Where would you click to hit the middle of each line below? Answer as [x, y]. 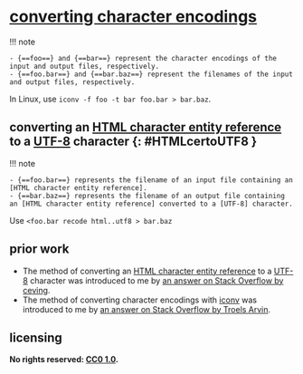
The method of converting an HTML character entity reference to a [147, 271]
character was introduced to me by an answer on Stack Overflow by [157, 280]
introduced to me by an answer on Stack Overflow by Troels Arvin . [147, 309]
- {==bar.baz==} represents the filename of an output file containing [147, 196]
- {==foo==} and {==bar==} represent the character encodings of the [143, 58]
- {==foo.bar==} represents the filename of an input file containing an [151, 180]
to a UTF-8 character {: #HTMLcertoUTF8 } [133, 142]
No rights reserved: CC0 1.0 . [64, 360]
